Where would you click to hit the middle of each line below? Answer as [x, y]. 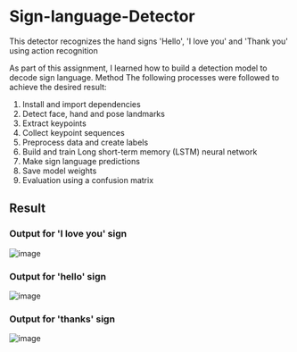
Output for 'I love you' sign [68, 234]
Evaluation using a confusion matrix [88, 180]
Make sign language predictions [81, 161]
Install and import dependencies [81, 104]
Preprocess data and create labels [85, 142]
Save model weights [59, 171]
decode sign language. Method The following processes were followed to [144, 77]
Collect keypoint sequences [73, 132]
